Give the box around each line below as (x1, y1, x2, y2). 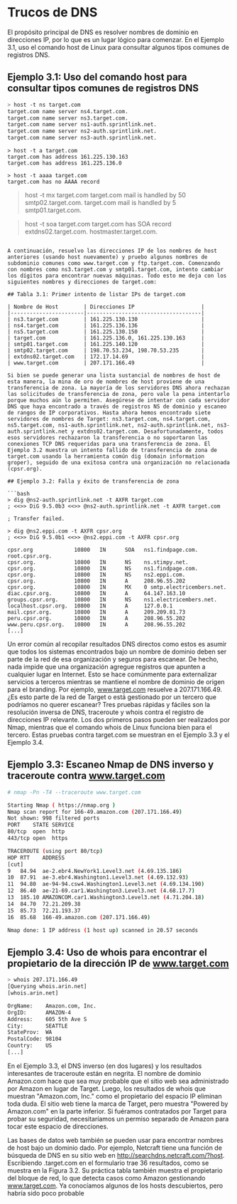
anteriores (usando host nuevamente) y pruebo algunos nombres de (7, 253, 208, 261)
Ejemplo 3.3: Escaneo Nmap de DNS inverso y (7, 759, 214, 771)
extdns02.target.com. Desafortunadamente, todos (77, 428, 224, 435)
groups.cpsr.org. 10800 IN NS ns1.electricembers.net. (7, 596, 218, 603)
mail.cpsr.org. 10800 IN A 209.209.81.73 (7, 609, 186, 616)
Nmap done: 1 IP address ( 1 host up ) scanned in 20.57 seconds (7, 926, 199, 933)
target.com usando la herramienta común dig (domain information (7, 453, 204, 460)
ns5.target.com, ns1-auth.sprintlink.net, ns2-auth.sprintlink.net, (7, 422, 214, 429)
